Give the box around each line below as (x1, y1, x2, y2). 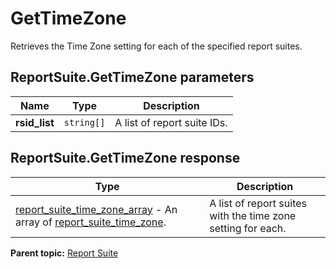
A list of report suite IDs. (114, 115, 228, 129)
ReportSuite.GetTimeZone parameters (10, 69, 255, 86)
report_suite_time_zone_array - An (15, 202, 178, 216)
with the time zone (209, 208, 297, 222)
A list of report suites (209, 196, 307, 210)
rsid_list (15, 115, 55, 129)
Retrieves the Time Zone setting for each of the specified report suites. (10, 40, 303, 52)
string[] (63, 117, 106, 128)
